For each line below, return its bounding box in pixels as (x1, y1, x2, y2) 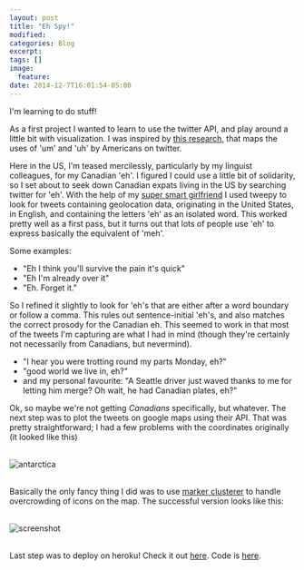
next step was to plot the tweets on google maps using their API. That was (9, 412, 288, 423)
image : (9, 64, 34, 74)
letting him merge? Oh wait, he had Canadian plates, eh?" (22, 385, 238, 396)
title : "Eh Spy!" (9, 22, 75, 31)
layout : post (9, 13, 59, 23)
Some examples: (9, 245, 72, 256)
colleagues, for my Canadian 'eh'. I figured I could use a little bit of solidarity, (9, 170, 296, 181)
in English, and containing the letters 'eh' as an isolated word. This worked (9, 208, 288, 219)
